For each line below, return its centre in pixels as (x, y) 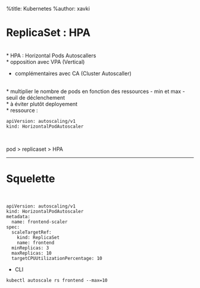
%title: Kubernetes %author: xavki (48, 9)
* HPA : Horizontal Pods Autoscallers (51, 55)
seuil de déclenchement (36, 97)
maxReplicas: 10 (32, 253)
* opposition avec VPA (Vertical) (46, 61)
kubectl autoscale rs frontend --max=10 (57, 280)
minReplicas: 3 (30, 248)
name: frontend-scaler (40, 222)
